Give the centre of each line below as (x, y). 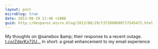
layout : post (18, 9)
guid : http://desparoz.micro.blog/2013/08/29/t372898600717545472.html (79, 23)
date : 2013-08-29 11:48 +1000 (36, 18)
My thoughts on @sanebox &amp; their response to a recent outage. (74, 37)
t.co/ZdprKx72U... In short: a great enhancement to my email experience (78, 42)
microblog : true (21, 14)
